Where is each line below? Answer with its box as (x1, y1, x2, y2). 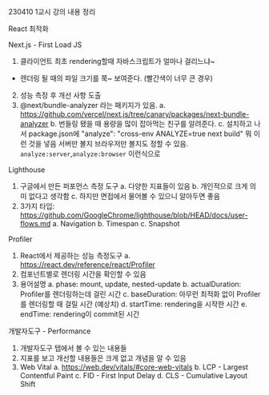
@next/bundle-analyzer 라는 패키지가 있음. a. (19, 101, 166, 110)
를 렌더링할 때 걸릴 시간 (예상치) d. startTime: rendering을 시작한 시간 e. (19, 299, 248, 309)
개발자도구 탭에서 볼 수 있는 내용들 (19, 343, 127, 353)
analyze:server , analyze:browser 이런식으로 (19, 149, 161, 158)
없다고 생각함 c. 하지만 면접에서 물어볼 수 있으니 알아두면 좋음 (28, 191, 220, 201)
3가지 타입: (19, 201, 54, 210)
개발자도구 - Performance (8, 326, 91, 336)
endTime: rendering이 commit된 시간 (19, 309, 140, 318)
